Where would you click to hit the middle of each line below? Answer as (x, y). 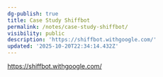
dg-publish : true (33, 14)
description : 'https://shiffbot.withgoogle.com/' (82, 40)
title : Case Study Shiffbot (49, 20)
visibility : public (36, 33)
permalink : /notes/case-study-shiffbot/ (68, 27)
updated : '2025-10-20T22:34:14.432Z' (63, 46)
